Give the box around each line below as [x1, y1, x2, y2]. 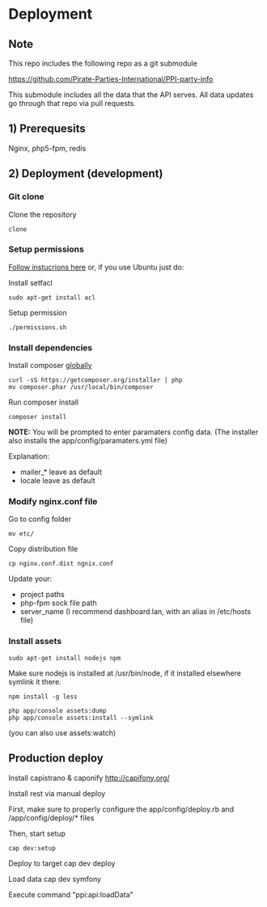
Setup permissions [8, 244, 85, 255]
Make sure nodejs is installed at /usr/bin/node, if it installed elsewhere [8, 668, 241, 678]
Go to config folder [8, 515, 71, 524]
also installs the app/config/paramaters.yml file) [8, 436, 168, 446]
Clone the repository [8, 210, 77, 219]
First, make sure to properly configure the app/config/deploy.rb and [8, 804, 235, 814]
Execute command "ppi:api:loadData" [8, 889, 133, 899]
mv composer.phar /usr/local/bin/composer [8, 384, 154, 392]
